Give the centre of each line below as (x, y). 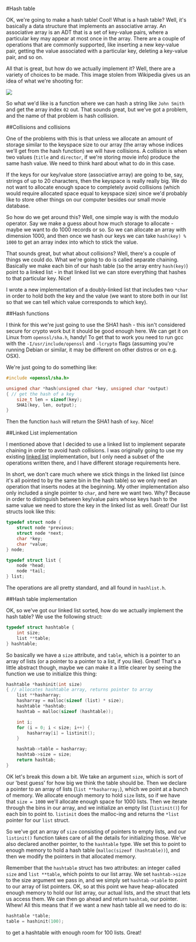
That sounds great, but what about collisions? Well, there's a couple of (91, 253)
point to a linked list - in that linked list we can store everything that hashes (96, 272)
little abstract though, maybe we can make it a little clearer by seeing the (94, 667)
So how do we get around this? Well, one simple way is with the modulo (92, 217)
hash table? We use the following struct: (54, 617)
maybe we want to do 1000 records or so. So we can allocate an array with (96, 230)
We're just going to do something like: (52, 367)
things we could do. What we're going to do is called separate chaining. (92, 260)
